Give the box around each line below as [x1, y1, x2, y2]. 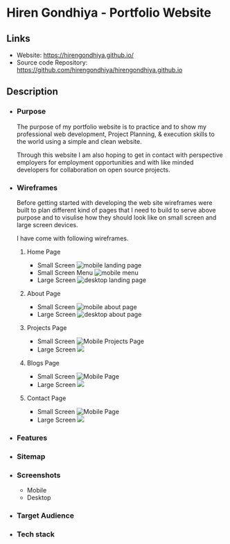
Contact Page [26, 394, 67, 402]
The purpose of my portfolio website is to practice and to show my [16, 122, 207, 131]
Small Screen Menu [37, 268, 94, 277]
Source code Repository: [16, 58, 88, 67]
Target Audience [16, 511, 74, 520]
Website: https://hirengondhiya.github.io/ [16, 51, 134, 59]
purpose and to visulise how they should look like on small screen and [16, 213, 217, 222]
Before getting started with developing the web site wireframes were [16, 198, 213, 206]
